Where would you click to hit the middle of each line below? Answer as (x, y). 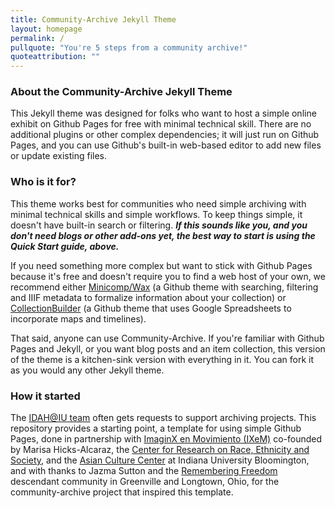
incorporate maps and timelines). (78, 318)
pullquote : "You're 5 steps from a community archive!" (129, 47)
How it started (45, 396)
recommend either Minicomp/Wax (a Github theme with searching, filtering (164, 287)
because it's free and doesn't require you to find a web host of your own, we (168, 276)
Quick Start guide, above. (65, 246)
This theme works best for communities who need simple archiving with (158, 203)
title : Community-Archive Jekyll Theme (93, 19)
